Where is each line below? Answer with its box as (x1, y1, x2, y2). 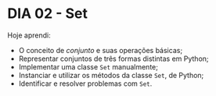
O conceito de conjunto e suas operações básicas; (18, 45, 183, 55)
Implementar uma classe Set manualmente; (18, 62, 158, 71)
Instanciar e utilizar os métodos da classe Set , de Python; (18, 70, 204, 80)
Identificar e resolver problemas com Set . (18, 79, 153, 88)
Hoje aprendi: (7, 30, 52, 40)
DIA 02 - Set (7, 5, 88, 23)
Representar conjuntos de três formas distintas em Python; (18, 54, 209, 63)
